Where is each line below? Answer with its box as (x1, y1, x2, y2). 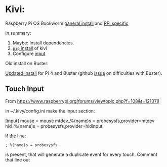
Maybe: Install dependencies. (12, 39, 74, 46)
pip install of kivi (12, 45, 47, 51)
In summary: (5, 30, 31, 36)
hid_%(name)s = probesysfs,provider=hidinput (5, 123, 103, 129)
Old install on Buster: (5, 60, 49, 66)
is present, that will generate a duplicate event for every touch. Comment (5, 151, 158, 157)
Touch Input (5, 85, 44, 93)
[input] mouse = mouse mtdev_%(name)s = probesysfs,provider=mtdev (5, 118, 155, 124)
